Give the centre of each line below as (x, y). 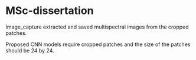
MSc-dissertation (50, 11)
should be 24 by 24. (30, 50)
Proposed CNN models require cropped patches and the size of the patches (98, 44)
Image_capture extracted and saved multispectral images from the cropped (97, 27)
